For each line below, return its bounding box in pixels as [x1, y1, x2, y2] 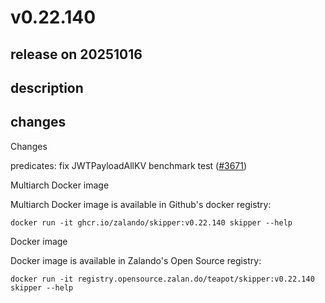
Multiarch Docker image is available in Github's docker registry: [10, 198, 272, 210]
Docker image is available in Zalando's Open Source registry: [10, 254, 262, 266]
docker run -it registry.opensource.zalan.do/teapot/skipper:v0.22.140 [10, 274, 315, 284]
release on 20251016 [10, 46, 143, 63]
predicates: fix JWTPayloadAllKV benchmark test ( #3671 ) [10, 159, 248, 171]
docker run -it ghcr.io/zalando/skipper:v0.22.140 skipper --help [10, 217, 293, 228]
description [10, 79, 84, 96]
